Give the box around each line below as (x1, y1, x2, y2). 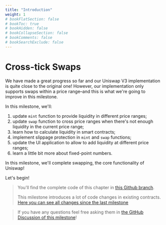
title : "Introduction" (5, 7, 52, 12)
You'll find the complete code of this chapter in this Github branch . (17, 184, 155, 190)
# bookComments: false (5, 35, 52, 40)
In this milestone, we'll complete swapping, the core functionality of (5, 160, 144, 166)
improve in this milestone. (5, 93, 58, 100)
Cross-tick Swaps (5, 61, 81, 72)
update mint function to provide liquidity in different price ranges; (12, 113, 147, 119)
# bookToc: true (5, 21, 39, 26)
